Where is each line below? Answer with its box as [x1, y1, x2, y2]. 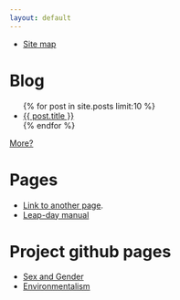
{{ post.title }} [22, 110, 75, 121]
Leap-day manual [22, 209, 90, 220]
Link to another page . [22, 200, 103, 211]
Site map [22, 38, 57, 49]
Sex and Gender [22, 271, 84, 283]
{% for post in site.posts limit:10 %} [22, 100, 156, 111]
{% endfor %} [22, 119, 76, 130]
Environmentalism [22, 281, 90, 292]
